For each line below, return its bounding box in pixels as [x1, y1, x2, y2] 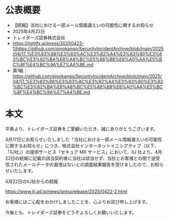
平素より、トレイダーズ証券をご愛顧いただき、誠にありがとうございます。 [5, 126, 158, 132]
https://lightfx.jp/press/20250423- [12, 40, 84, 46]
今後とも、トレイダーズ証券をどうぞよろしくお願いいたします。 [5, 209, 137, 215]
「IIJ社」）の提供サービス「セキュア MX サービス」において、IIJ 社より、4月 [5, 149, 162, 155]
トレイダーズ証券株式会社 [12, 35, 65, 41]
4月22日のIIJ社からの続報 [5, 178, 58, 184]
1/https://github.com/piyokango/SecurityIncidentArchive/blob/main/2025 [12, 46, 164, 52]
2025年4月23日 [12, 28, 45, 34]
